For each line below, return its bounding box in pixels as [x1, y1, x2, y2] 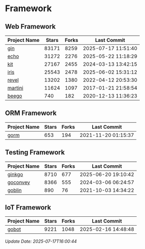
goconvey [7, 179, 31, 186]
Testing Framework [5, 148, 65, 156]
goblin [7, 187, 22, 193]
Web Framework [5, 22, 56, 31]
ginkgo [7, 171, 23, 178]
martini [7, 85, 23, 91]
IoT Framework [5, 203, 51, 212]
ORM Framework [5, 109, 57, 117]
